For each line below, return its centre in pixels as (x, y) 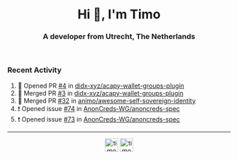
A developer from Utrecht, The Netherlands (119, 37)
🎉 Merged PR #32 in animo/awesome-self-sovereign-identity (107, 100)
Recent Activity (35, 70)
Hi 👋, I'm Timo (119, 14)
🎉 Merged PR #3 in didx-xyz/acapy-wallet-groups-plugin (101, 93)
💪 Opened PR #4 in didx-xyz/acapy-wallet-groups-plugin (101, 86)
